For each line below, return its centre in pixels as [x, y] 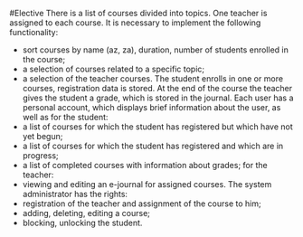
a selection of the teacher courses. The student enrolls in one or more [152, 79]
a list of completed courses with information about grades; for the [145, 165]
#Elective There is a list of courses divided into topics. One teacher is [138, 13]
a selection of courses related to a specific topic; [114, 69]
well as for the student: [65, 117]
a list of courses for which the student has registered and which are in [153, 146]
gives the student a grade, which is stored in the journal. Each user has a [158, 98]
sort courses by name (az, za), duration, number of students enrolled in [156, 50]
